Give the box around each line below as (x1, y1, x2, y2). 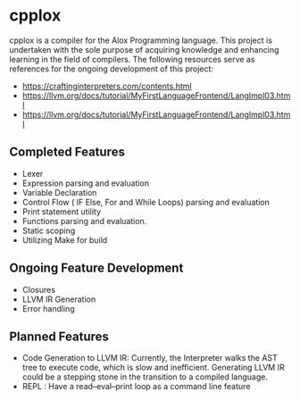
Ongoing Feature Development (9, 261, 184, 276)
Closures (21, 284, 56, 295)
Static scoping (21, 225, 76, 236)
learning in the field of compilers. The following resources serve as (9, 54, 255, 64)
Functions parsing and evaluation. (21, 215, 147, 226)
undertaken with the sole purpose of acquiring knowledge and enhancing (9, 44, 279, 54)
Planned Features (9, 329, 110, 344)
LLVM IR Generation (21, 294, 96, 304)
